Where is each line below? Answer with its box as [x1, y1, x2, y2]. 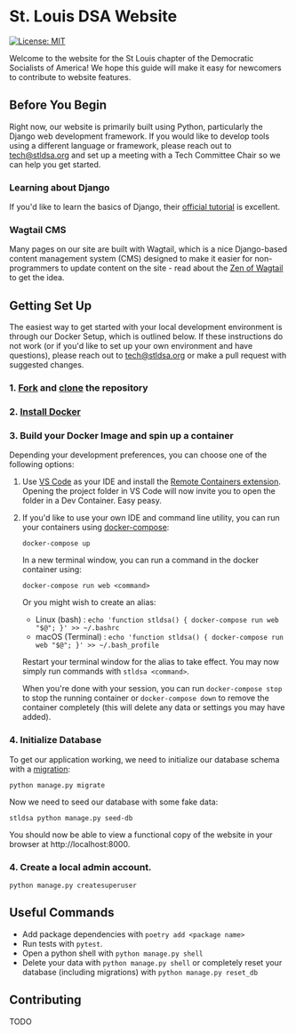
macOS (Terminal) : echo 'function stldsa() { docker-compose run [35, 632, 284, 642]
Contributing [9, 992, 82, 1007]
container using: [21, 564, 82, 575]
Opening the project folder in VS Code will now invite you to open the [21, 486, 276, 497]
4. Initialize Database [9, 734, 102, 747]
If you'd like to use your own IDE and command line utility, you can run [21, 513, 280, 523]
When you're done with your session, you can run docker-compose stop [21, 683, 283, 694]
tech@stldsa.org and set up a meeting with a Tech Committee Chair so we [9, 149, 281, 160]
